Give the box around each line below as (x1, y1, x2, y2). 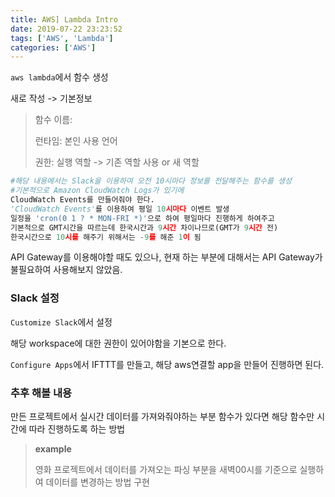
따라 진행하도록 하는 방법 (28, 422, 126, 435)
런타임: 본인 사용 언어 (34, 135, 118, 147)
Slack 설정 (10, 291, 60, 305)
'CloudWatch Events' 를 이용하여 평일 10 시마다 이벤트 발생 (10, 204, 230, 214)
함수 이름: (34, 114, 73, 126)
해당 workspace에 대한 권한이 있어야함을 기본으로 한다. (10, 337, 227, 349)
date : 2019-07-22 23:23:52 (10, 24, 123, 34)
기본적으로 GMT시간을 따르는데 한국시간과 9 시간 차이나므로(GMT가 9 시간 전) (10, 222, 279, 233)
